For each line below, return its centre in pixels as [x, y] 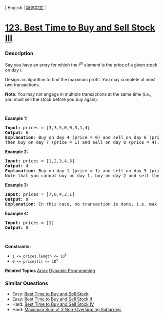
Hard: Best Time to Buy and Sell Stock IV [53, 304]
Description [19, 53]
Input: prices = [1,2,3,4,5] [40, 161]
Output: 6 [17, 133]
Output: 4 [17, 166]
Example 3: [17, 185]
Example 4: [17, 214]
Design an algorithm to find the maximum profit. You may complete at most [81, 80]
